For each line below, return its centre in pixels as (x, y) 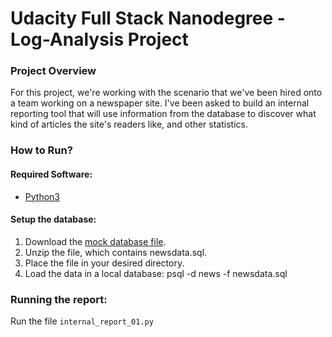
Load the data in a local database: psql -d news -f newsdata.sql (156, 273)
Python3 (42, 196)
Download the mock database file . (95, 241)
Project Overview (53, 71)
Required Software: (51, 174)
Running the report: (59, 299)
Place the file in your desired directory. (104, 263)
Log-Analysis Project (99, 39)
